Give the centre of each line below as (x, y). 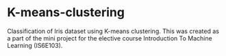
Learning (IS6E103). (35, 45)
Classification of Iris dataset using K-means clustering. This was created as (113, 31)
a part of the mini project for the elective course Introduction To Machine (110, 38)
